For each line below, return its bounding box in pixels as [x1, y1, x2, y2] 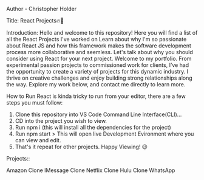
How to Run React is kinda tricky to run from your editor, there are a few [6, 92, 186, 100]
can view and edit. [15, 137, 61, 144]
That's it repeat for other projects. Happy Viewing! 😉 [15, 143, 148, 150]
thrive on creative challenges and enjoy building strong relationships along [6, 74, 192, 81]
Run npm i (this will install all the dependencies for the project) [15, 124, 171, 131]
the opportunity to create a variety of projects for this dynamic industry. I [6, 68, 189, 75]
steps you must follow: [6, 99, 63, 106]
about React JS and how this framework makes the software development [6, 42, 191, 49]
